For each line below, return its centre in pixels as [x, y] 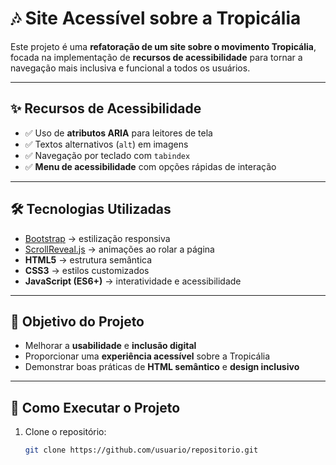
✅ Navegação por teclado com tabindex [107, 155]
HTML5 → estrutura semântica [88, 259]
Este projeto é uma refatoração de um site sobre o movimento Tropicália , [163, 46]
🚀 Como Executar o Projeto [95, 407]
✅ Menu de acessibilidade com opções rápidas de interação [150, 166]
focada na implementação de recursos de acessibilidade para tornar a [156, 57]
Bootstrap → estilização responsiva [97, 238]
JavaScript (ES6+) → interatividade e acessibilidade [133, 281]
